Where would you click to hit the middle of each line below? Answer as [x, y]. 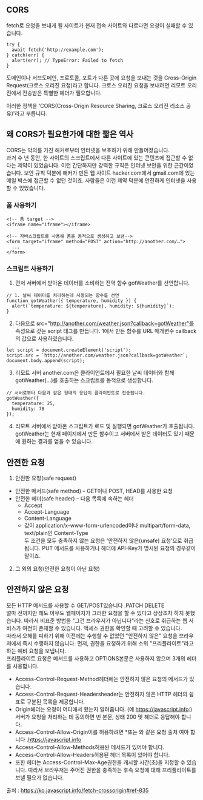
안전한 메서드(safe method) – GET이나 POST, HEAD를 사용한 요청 [94, 491]
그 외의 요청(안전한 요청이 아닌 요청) [57, 569]
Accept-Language [47, 512]
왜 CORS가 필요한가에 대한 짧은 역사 [70, 134]
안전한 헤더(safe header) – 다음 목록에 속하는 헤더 [75, 499]
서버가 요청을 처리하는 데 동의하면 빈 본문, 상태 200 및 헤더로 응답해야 [97, 717]
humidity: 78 [28, 409]
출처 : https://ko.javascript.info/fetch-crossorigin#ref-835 [78, 790]
